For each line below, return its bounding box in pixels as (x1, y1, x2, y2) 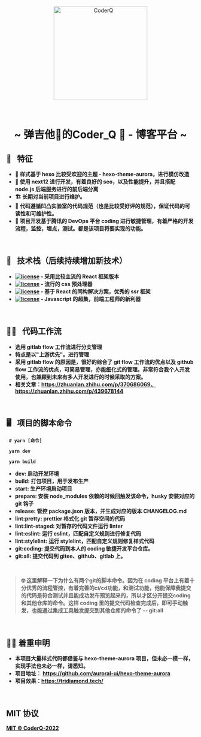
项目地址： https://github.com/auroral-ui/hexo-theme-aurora (14, 670, 170, 677)
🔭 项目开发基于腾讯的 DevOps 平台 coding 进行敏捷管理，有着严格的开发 (14, 218, 194, 224)
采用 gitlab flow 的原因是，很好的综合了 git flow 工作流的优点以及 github (14, 358, 194, 365)
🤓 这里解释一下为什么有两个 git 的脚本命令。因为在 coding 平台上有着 (20, 577, 190, 584)
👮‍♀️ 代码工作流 (6, 326, 62, 336)
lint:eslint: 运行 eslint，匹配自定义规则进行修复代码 (14, 530, 142, 537)
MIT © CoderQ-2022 (6, 724, 59, 732)
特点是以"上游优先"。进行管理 (14, 351, 90, 358)
